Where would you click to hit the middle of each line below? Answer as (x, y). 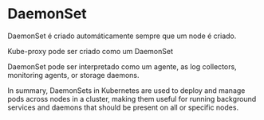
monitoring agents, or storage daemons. (74, 75)
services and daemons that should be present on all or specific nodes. (123, 107)
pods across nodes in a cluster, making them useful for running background (132, 99)
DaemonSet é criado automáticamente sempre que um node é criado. (122, 36)
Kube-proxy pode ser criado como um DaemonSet (90, 51)
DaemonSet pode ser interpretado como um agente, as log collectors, (122, 66)
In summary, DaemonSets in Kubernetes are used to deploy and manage (126, 90)
